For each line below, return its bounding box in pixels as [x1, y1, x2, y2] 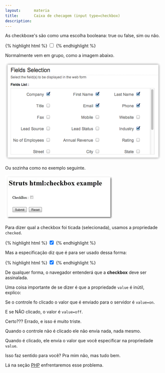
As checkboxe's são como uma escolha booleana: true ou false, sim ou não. [5, 33, 160, 39]
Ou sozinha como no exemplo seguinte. [5, 165, 86, 171]
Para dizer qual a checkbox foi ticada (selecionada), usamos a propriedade [5, 224, 158, 230]
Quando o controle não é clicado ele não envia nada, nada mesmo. [5, 328, 141, 334]
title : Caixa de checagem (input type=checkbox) [5, 13, 121, 18]
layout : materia [5, 8, 50, 13]
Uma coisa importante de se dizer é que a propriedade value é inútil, [5, 284, 145, 290]
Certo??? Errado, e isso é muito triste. [5, 318, 82, 324]
